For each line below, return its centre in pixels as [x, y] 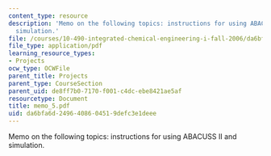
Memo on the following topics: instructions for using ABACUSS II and [123, 137]
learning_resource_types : [52, 53]
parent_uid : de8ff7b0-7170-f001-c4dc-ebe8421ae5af [95, 91]
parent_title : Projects [48, 76]
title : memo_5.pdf [39, 106]
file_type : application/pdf [56, 46]
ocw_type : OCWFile [39, 69]
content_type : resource [48, 16]
